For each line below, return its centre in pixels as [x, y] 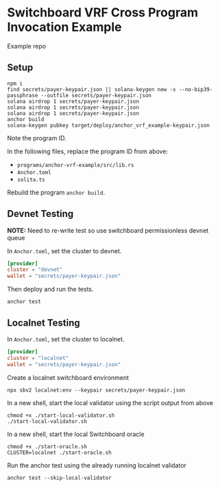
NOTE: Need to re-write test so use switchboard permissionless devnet [108, 230]
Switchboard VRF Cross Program [103, 13]
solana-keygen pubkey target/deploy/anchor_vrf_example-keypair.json [109, 125]
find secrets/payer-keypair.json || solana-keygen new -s [91, 89]
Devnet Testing [40, 214]
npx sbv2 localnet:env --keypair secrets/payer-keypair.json [96, 390]
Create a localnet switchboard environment [68, 377]
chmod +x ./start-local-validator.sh [61, 415]
